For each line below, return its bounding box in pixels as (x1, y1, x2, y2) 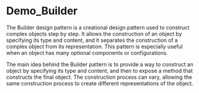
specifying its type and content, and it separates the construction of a (6, 36, 178, 44)
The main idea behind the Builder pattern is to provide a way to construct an (6, 61, 194, 68)
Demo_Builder (6, 4, 78, 18)
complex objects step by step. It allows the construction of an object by (6, 30, 182, 37)
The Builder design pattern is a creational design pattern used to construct (6, 24, 190, 31)
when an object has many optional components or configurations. (6, 49, 169, 56)
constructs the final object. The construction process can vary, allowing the (6, 73, 192, 80)
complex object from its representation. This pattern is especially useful (6, 43, 183, 50)
